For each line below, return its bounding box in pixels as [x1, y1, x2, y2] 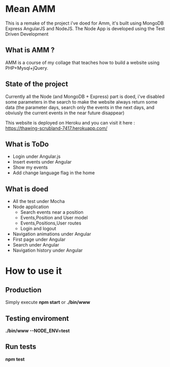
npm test [5, 356, 25, 362]
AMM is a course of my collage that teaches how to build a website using [5, 59, 160, 66]
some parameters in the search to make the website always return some [5, 98, 158, 105]
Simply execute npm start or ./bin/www [5, 299, 91, 305]
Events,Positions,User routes [20, 220, 81, 226]
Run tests [5, 342, 36, 351]
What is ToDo [5, 139, 49, 149]
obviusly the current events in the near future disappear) [5, 110, 124, 116]
